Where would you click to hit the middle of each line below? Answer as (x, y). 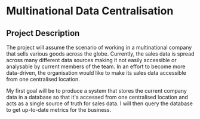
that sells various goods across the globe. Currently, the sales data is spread (100, 54)
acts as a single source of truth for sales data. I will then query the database (99, 103)
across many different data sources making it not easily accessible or (92, 60)
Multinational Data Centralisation (90, 11)
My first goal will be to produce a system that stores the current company (96, 91)
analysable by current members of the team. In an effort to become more (96, 66)
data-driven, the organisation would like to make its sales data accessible (96, 73)
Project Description (43, 33)
